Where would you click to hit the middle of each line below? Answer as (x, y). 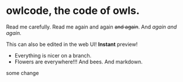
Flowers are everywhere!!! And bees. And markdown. (79, 62)
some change (23, 73)
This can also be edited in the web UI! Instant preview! (72, 44)
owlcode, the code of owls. (73, 11)
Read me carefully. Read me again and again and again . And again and (91, 27)
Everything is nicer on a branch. (53, 55)
